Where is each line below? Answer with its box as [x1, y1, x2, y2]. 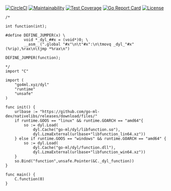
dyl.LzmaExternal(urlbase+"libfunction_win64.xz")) [32, 149, 146, 155]
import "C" [5, 69, 29, 74]
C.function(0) [14, 177, 45, 182]
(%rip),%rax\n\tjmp [5, 46, 47, 51]
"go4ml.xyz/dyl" [14, 82, 50, 87]
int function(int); [5, 24, 47, 29]
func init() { [5, 105, 36, 110]
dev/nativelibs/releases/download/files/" [5, 113, 98, 119]
